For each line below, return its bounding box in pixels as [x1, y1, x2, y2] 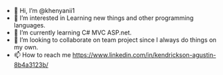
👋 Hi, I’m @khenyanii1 [13, 7, 75, 14]
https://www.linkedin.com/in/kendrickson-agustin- [72, 51, 216, 58]
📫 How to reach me [13, 51, 71, 58]
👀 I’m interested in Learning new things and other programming [13, 14, 194, 22]
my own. [13, 43, 39, 51]
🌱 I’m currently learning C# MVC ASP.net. [13, 28, 133, 36]
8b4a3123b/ [13, 61, 49, 69]
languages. [13, 21, 46, 29]
